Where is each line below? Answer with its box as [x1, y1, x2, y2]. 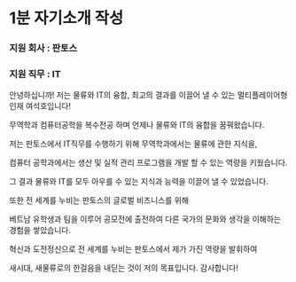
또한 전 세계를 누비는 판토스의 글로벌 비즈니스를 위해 [9, 195, 189, 206]
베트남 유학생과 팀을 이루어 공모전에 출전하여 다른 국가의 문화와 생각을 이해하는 [9, 214, 282, 224]
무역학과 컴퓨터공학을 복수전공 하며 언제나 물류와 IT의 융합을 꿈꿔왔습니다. [9, 120, 265, 130]
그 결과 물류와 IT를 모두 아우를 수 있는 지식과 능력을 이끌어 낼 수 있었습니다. [9, 176, 269, 187]
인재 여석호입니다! [9, 101, 72, 112]
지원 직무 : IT [9, 68, 61, 81]
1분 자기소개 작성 [9, 8, 124, 28]
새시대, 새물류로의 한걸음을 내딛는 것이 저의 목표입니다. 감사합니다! [9, 262, 239, 273]
